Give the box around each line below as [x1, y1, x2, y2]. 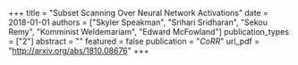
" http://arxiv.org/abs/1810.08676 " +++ [8, 45, 149, 56]
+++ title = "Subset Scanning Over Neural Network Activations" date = [8, 8, 269, 18]
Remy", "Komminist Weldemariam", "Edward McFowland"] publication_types [8, 27, 290, 37]
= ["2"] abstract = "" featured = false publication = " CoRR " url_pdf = [8, 36, 260, 46]
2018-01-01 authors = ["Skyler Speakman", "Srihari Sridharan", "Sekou [8, 17, 268, 28]
